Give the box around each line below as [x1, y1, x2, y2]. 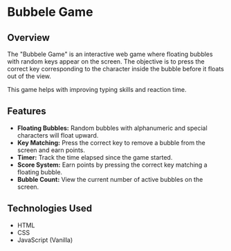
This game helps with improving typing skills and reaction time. [7, 86, 187, 93]
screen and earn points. [17, 146, 85, 154]
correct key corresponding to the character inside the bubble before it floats [7, 65, 225, 73]
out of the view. [7, 72, 52, 80]
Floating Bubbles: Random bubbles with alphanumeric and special [17, 124, 207, 132]
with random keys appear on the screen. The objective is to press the [7, 57, 205, 66]
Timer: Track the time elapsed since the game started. [17, 153, 173, 161]
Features [7, 105, 46, 118]
